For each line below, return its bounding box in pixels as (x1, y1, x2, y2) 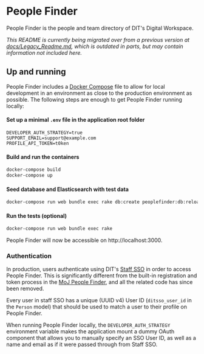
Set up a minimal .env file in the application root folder (6, 116, 145, 123)
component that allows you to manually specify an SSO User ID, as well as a (6, 335, 196, 342)
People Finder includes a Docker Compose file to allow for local (6, 83, 165, 90)
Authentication (6, 251, 52, 260)
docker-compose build (6, 167, 61, 173)
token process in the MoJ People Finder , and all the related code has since (6, 279, 193, 286)
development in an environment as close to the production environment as (6, 89, 192, 97)
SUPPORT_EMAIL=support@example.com (6, 135, 97, 141)
